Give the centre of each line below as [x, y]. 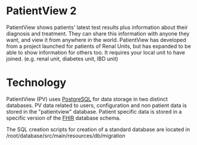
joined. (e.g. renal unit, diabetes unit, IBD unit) [62, 59]
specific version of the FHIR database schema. [63, 118]
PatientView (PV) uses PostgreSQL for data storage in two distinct [87, 99]
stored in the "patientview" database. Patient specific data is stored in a [94, 111]
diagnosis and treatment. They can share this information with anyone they [98, 33]
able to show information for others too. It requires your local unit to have [96, 52]
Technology [36, 83]
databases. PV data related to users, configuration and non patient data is [97, 105]
